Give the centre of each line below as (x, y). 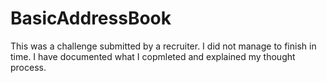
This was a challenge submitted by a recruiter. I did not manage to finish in (163, 46)
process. (28, 67)
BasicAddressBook (91, 18)
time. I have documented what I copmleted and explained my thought (153, 56)
